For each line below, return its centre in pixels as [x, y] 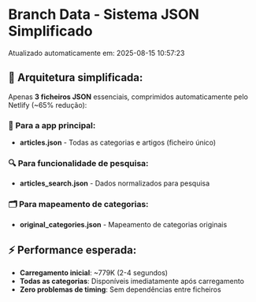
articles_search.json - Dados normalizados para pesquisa [115, 183]
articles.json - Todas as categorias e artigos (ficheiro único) [118, 142]
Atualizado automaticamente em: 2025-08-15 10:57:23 [96, 53]
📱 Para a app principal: [52, 125]
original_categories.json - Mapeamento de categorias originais [123, 224]
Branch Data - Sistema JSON [104, 15]
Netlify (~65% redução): [48, 105]
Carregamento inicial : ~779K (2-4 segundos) [93, 273]
